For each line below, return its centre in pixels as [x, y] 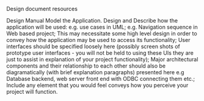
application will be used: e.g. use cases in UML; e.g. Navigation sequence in [102, 27]
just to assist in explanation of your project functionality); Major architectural [102, 59]
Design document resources [42, 9]
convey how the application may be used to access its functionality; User [98, 40]
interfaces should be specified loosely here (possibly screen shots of [93, 46]
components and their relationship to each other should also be [86, 66]
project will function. [32, 92]
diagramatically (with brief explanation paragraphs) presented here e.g [95, 72]
